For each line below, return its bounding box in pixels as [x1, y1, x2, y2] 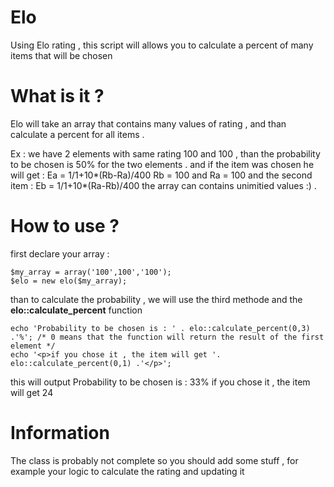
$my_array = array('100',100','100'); [10, 267, 172, 277]
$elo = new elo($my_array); [10, 276, 128, 286]
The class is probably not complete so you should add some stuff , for [10, 454, 299, 466]
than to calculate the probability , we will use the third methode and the [10, 293, 303, 305]
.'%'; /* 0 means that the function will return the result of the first [10, 332, 325, 342]
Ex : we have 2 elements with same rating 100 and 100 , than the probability [10, 147, 321, 160]
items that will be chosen [10, 49, 113, 61]
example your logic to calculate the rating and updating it [10, 465, 245, 477]
